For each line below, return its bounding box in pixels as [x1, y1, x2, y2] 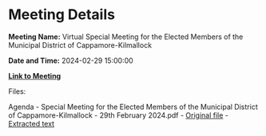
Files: [8, 86, 26, 96]
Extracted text [8, 119, 54, 128]
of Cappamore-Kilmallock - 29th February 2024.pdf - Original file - [8, 110, 229, 120]
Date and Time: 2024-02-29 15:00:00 [8, 56, 133, 65]
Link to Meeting [8, 71, 62, 80]
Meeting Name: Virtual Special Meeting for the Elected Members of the [8, 32, 244, 41]
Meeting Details [8, 6, 116, 24]
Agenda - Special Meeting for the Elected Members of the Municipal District [8, 102, 258, 111]
